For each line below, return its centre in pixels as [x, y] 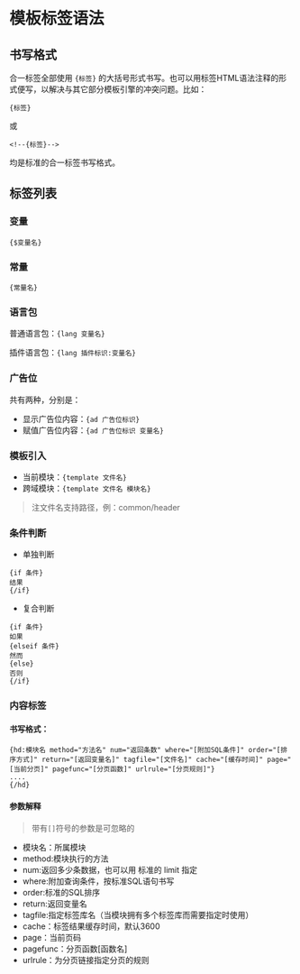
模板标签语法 [57, 18]
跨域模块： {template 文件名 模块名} [86, 488]
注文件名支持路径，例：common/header [105, 507]
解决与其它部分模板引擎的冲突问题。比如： [127, 89]
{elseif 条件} [35, 647]
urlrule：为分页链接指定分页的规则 [86, 960]
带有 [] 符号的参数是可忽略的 [83, 828]
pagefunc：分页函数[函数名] [75, 949]
